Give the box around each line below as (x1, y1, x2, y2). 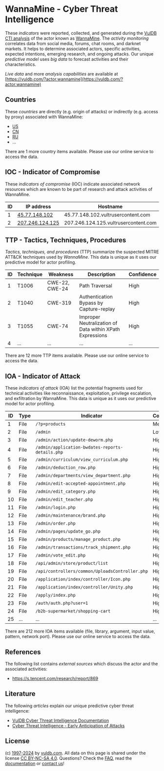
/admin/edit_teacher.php (35, 497, 93, 503)
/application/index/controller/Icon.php (35, 577, 131, 582)
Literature (5, 690, 36, 698)
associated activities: (5, 666, 48, 672)
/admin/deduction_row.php (35, 465, 96, 471)
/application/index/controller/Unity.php (35, 585, 133, 590)
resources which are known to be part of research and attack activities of (5, 186, 153, 192)
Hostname (98, 203, 123, 210)
